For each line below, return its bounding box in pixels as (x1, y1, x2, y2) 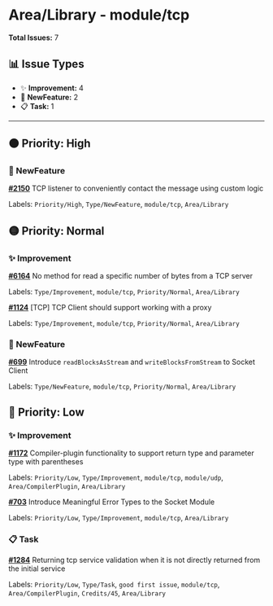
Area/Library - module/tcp (8, 6, 190, 24)
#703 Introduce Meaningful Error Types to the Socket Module (8, 497, 215, 507)
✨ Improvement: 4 (19, 83, 84, 93)
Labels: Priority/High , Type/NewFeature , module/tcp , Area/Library (8, 200, 229, 209)
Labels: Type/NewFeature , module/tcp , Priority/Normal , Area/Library (8, 381, 236, 392)
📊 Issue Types (8, 57, 84, 71)
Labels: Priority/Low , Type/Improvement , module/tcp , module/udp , (8, 472, 223, 482)
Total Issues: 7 (8, 33, 59, 42)
